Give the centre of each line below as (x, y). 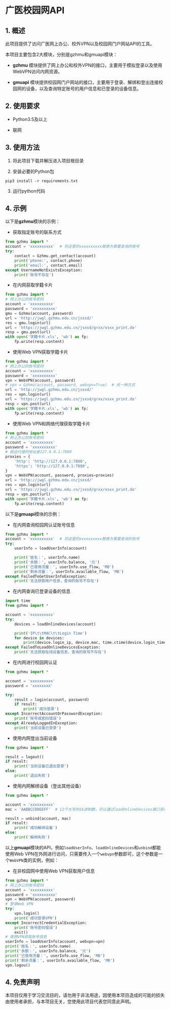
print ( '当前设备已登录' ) (38, 728)
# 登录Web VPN (19, 904)
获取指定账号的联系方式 (37, 232)
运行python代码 (29, 191)
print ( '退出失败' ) (32, 776)
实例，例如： (46, 860)
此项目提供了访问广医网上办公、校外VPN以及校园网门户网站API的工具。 (80, 44)
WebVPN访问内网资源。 (37, 72)
